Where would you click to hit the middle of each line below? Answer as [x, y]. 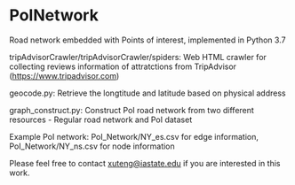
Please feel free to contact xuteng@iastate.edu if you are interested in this [145, 163]
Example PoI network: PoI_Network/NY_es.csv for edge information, [134, 136]
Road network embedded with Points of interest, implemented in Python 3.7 [147, 40]
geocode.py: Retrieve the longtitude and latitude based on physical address [147, 93]
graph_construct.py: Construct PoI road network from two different [132, 110]
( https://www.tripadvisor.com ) [64, 75]
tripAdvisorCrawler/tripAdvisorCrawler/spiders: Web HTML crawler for [138, 57]
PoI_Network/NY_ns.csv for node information [92, 146]
